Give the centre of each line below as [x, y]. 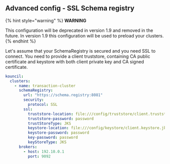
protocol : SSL [42, 105]
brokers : [28, 147]
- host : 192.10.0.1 [44, 151]
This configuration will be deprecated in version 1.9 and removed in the [79, 30]
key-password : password [53, 138]
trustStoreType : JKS [49, 124]
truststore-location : [50, 114]
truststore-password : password [61, 118]
